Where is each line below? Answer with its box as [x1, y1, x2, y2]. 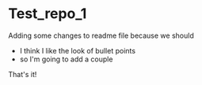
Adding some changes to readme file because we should [8, 31, 194, 40]
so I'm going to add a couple [19, 54, 113, 64]
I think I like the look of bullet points [19, 46, 136, 55]
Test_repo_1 [8, 5, 87, 23]
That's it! [8, 69, 37, 79]
